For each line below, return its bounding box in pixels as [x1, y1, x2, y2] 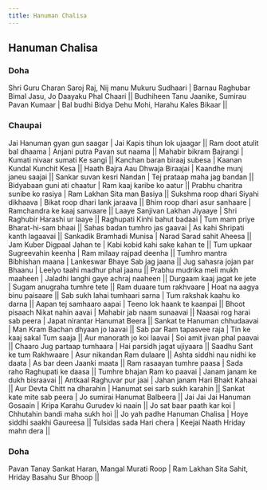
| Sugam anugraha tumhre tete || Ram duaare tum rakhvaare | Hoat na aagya [8, 282, 259, 292]
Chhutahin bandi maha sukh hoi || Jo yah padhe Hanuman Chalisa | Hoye [8, 409, 249, 418]
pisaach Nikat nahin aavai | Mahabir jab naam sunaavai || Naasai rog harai [8, 308, 251, 317]
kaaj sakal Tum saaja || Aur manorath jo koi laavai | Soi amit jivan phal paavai [8, 332, 259, 343]
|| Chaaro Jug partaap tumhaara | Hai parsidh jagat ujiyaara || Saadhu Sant [8, 341, 253, 351]
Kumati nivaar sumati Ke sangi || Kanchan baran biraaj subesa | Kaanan [8, 155, 242, 164]
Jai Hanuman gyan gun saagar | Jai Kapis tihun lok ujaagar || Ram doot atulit [8, 138, 259, 147]
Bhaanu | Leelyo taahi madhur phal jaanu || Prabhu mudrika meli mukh [8, 265, 239, 275]
